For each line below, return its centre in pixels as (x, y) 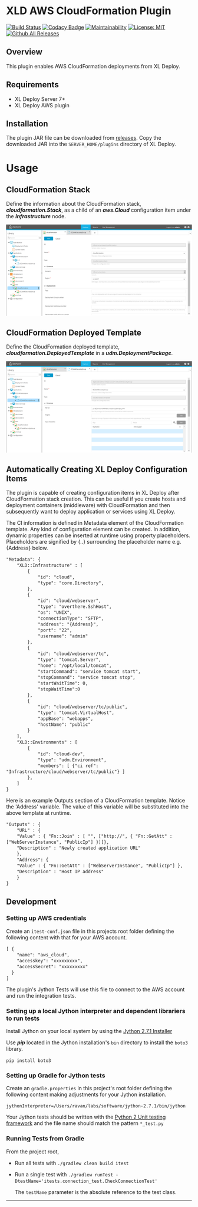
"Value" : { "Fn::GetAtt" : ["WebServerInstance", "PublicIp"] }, (100, 866)
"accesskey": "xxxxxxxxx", (50, 961)
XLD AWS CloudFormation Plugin (89, 11)
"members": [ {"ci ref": (68, 766)
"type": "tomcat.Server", (69, 660)
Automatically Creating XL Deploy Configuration (97, 469)
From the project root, (32, 1152)
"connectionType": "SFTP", (71, 619)
